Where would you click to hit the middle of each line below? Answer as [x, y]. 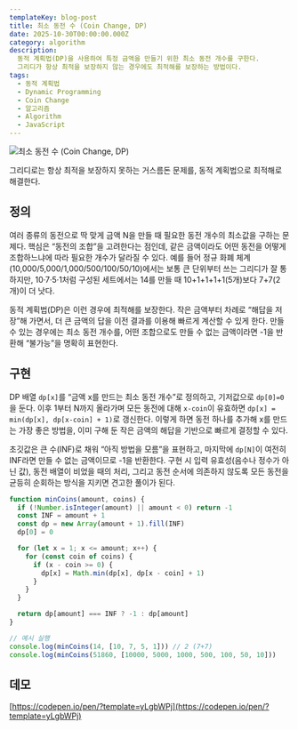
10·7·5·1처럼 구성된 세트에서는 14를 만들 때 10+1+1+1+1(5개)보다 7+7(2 [158, 279]
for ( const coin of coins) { [79, 557]
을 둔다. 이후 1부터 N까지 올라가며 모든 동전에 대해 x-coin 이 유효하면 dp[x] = [142, 408]
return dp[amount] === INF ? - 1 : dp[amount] [103, 614]
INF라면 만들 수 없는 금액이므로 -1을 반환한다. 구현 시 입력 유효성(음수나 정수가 [145, 460]
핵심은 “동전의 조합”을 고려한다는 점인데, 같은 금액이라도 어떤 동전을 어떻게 [157, 246]
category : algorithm [48, 42]
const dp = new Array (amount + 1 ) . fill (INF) [101, 524]
